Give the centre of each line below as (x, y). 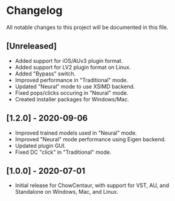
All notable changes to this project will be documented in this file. (87, 27)
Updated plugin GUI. (40, 145)
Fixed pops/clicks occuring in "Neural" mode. (72, 93)
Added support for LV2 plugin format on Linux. (73, 67)
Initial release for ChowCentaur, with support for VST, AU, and (92, 185)
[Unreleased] (32, 46)
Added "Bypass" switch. (45, 74)
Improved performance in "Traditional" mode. (72, 80)
